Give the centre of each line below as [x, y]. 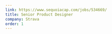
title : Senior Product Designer [39, 14]
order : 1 [14, 24]
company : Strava [22, 19]
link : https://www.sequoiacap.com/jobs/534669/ [56, 10]
